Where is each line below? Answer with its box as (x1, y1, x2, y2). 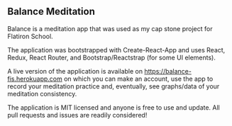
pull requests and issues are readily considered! (7, 110, 148, 119)
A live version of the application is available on (7, 67, 143, 75)
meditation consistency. (7, 89, 77, 98)
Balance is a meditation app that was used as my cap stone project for (7, 24, 213, 33)
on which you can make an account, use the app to (63, 74, 214, 83)
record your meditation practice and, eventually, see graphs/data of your (7, 81, 220, 91)
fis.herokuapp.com (7, 74, 62, 83)
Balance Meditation (7, 6, 96, 18)
